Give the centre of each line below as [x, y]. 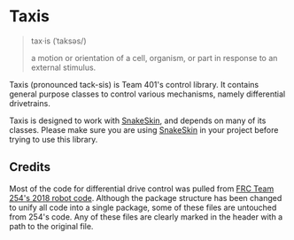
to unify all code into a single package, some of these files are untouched [143, 207]
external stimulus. [63, 67]
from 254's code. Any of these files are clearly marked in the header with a [146, 217]
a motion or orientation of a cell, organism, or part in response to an [154, 58]
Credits [30, 167]
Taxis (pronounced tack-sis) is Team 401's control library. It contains [134, 84]
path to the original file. [51, 226]
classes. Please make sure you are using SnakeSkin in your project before [144, 129]
